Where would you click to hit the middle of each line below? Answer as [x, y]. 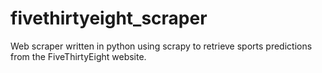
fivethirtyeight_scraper [109, 18]
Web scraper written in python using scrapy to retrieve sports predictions [161, 46]
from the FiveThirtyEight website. [78, 56]
